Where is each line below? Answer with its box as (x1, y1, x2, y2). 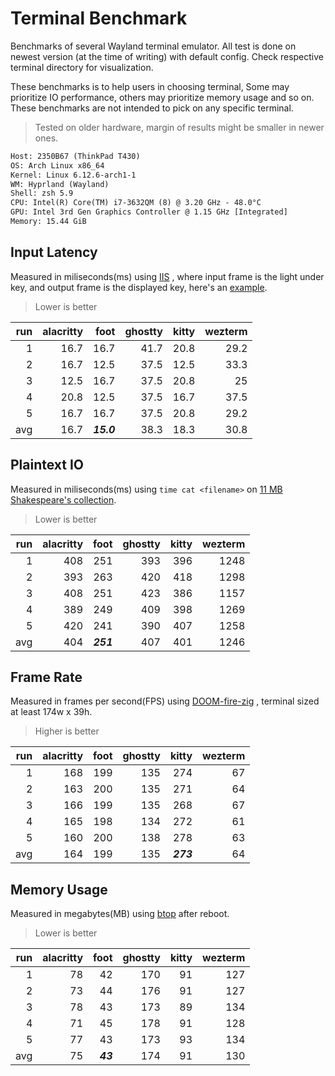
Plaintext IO (10, 457, 85, 474)
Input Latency (10, 244, 98, 261)
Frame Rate (10, 668, 83, 686)
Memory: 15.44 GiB (10, 217, 87, 227)
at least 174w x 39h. (10, 706, 93, 718)
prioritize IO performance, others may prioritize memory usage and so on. (10, 91, 315, 103)
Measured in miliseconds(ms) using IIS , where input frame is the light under (10, 270, 325, 282)
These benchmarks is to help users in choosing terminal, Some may (10, 80, 290, 92)
